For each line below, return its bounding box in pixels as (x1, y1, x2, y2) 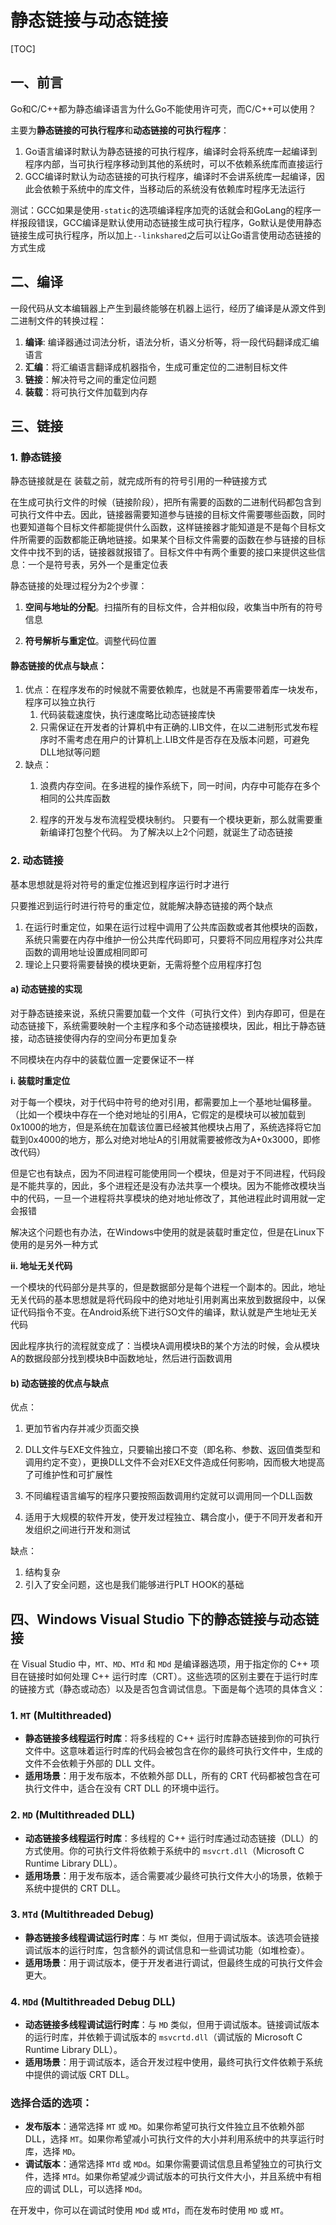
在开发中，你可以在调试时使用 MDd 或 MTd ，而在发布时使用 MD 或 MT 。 (10, 2204, 290, 2216)
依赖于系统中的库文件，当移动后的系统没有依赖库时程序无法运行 (42, 182, 306, 195)
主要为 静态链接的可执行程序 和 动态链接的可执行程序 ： (10, 124, 230, 136)
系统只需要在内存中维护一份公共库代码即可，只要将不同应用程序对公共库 (24, 933, 323, 945)
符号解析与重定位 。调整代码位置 (24, 635, 157, 647)
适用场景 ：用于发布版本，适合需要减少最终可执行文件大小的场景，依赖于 (24, 1869, 323, 1881)
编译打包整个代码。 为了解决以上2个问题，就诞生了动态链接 (48, 826, 294, 838)
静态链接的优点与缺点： (10, 659, 107, 671)
